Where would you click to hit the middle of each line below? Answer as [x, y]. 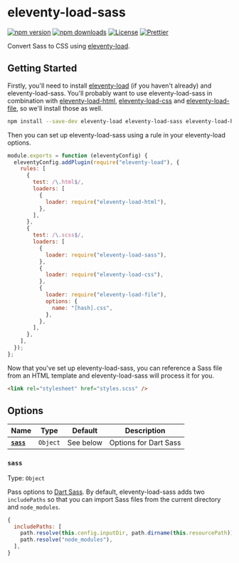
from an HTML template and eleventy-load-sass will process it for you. [111, 376]
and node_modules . [34, 507]
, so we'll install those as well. [60, 108]
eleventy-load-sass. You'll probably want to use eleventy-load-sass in [110, 93]
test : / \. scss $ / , [58, 235]
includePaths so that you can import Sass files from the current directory [114, 499]
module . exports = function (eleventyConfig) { [78, 155]
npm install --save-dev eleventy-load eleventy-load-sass [95, 121]
